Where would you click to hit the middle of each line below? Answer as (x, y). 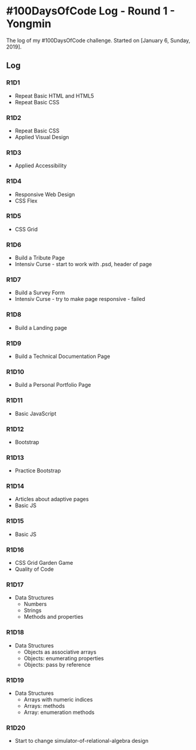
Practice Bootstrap (38, 471)
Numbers (35, 604)
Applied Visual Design (42, 137)
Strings (33, 610)
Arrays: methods (44, 706)
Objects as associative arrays (60, 652)
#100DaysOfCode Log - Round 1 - (91, 11)
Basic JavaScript (36, 413)
